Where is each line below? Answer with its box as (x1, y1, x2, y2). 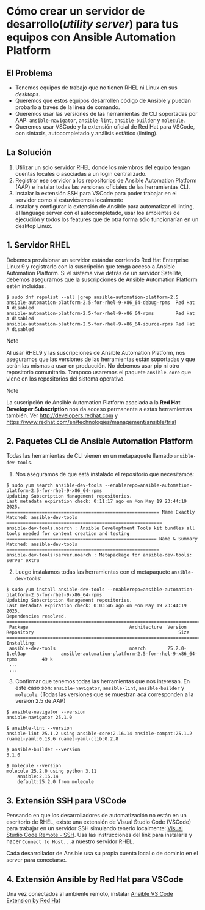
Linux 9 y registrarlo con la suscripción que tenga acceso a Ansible (6, 262, 176, 270)
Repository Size (6, 629, 190, 635)
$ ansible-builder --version (6, 746, 81, 753)
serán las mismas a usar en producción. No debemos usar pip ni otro (6, 362, 180, 369)
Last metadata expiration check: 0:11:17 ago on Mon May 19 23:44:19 (6, 498, 187, 505)
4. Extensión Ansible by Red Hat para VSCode (6, 874, 184, 884)
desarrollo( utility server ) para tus (6, 17, 179, 31)
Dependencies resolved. (6, 613, 67, 620)
